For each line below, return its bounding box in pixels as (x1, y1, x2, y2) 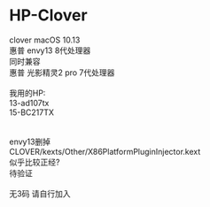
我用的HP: (9, 88, 46, 98)
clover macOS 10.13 (9, 34, 81, 45)
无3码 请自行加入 (9, 188, 71, 199)
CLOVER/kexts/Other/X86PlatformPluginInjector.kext (9, 146, 201, 157)
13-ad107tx (9, 97, 50, 108)
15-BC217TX (9, 107, 55, 118)
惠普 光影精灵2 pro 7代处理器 (9, 67, 115, 78)
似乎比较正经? (9, 157, 60, 167)
